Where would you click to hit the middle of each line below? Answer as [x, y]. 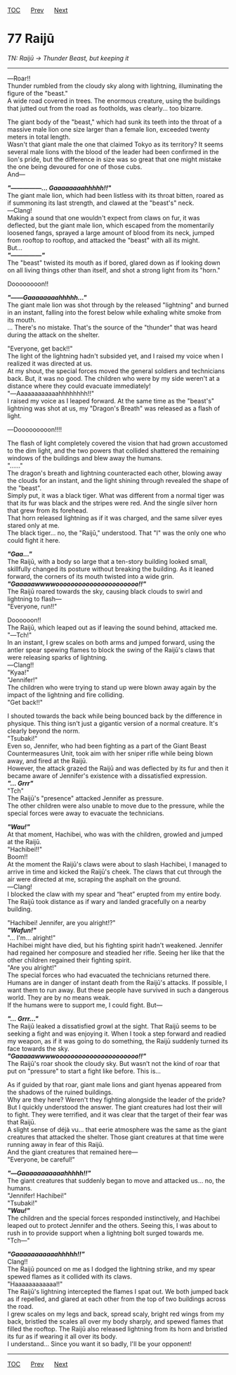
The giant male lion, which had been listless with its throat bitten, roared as [116, 195]
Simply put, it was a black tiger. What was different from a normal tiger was [116, 495]
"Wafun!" [22, 930]
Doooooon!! [24, 620]
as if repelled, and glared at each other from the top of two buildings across [117, 1299]
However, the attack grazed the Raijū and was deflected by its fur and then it [118, 768]
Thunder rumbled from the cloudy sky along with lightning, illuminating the [115, 86]
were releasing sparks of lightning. [57, 657]
